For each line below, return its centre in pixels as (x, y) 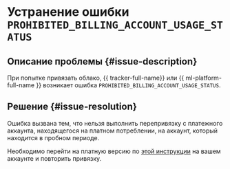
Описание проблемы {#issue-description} (102, 61)
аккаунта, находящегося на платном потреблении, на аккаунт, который (113, 131)
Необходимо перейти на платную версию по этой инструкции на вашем (114, 151)
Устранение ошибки (68, 12)
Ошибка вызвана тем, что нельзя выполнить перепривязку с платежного (115, 123)
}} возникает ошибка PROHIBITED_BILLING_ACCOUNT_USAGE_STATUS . (128, 85)
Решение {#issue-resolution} (72, 107)
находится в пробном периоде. (53, 137)
